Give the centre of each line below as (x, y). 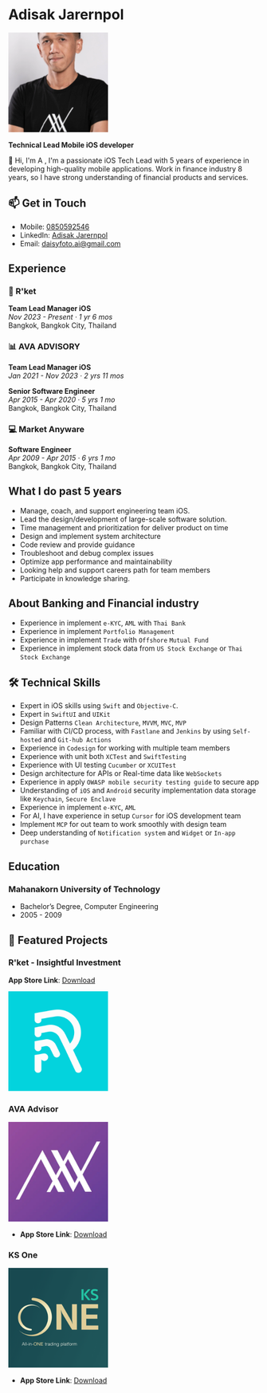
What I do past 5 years (65, 492)
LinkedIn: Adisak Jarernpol (64, 235)
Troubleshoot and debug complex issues (86, 553)
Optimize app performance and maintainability (96, 561)
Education (34, 866)
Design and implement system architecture (90, 536)
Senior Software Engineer (52, 391)
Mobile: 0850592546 (55, 226)
